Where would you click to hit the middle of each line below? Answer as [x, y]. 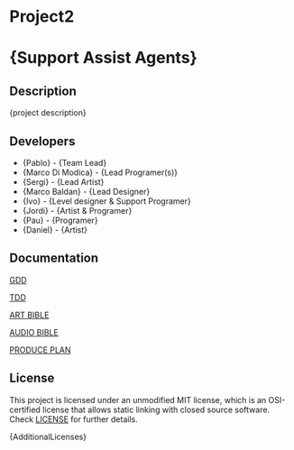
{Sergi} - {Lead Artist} [63, 182]
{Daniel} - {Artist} [55, 230]
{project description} [48, 113]
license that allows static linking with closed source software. [156, 409]
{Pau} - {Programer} [60, 220]
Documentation [54, 258]
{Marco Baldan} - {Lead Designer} [86, 192]
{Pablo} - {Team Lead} [64, 163]
